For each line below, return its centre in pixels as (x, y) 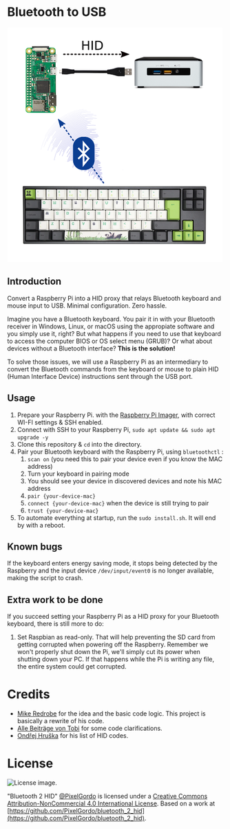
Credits (29, 695)
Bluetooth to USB (57, 12)
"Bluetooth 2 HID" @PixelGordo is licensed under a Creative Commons (107, 797)
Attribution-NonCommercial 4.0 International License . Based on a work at (111, 803)
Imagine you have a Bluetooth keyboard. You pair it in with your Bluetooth (111, 319)
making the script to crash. (45, 578)
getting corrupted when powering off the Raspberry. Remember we (113, 644)
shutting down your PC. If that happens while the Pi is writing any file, (116, 659)
